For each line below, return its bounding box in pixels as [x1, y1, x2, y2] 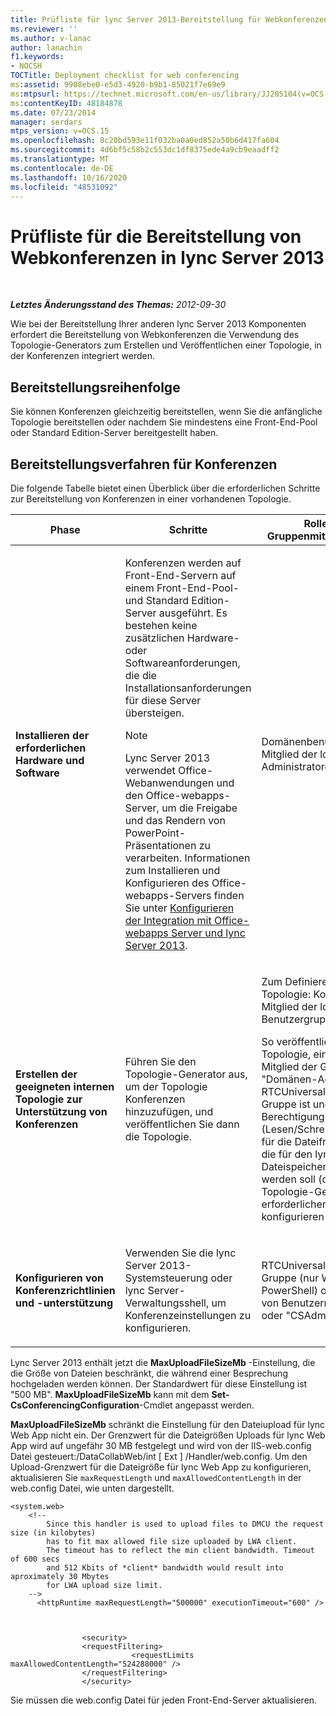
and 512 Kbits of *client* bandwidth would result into [46, 1562, 284, 1573]
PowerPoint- [124, 826, 187, 840]
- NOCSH [10, 61, 43, 71]
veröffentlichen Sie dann [124, 1117, 240, 1131]
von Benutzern [261, 1296, 330, 1310]
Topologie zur [15, 1092, 83, 1106]
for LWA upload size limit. [46, 1580, 163, 1590]
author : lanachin [10, 42, 83, 53]
